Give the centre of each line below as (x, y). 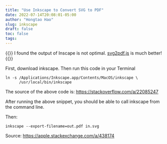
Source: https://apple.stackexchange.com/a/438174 (60, 135)
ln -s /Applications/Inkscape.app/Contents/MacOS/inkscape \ (72, 78)
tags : (11, 39)
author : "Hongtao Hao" (29, 19)
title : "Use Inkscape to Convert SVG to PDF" (54, 10)
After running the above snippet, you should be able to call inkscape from (82, 101)
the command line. (25, 107)
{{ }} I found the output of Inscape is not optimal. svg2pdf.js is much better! (84, 53)
